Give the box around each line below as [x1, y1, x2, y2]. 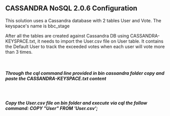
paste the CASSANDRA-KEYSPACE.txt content [5, 75, 106, 82]
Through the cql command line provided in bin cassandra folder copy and [5, 70, 164, 76]
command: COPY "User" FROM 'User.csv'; [5, 105, 98, 111]
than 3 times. [5, 49, 33, 55]
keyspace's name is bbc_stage [5, 23, 70, 29]
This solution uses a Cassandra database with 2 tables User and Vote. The [5, 17, 161, 23]
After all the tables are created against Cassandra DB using [5, 32, 129, 38]
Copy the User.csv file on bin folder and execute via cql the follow [5, 100, 148, 106]
